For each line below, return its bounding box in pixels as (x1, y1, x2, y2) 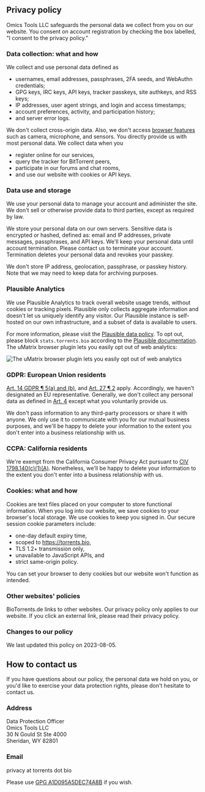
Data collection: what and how (6, 49, 99, 58)
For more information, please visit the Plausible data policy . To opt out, (6, 330, 184, 337)
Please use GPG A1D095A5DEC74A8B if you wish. (6, 779, 133, 786)
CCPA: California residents (6, 444, 88, 453)
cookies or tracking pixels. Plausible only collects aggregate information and (6, 305, 199, 312)
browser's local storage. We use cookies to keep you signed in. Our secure (6, 513, 196, 521)
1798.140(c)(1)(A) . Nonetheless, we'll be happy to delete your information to (6, 464, 196, 472)
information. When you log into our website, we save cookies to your (6, 507, 179, 514)
